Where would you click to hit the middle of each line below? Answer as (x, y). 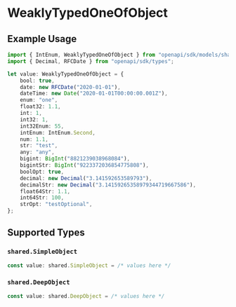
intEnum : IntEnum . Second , (58, 132)
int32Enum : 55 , (42, 126)
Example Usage (42, 39)
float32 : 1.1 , (40, 107)
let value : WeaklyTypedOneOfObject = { (66, 74)
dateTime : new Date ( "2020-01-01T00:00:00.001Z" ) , (94, 94)
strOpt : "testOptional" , (56, 205)
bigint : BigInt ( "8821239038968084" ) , (75, 159)
